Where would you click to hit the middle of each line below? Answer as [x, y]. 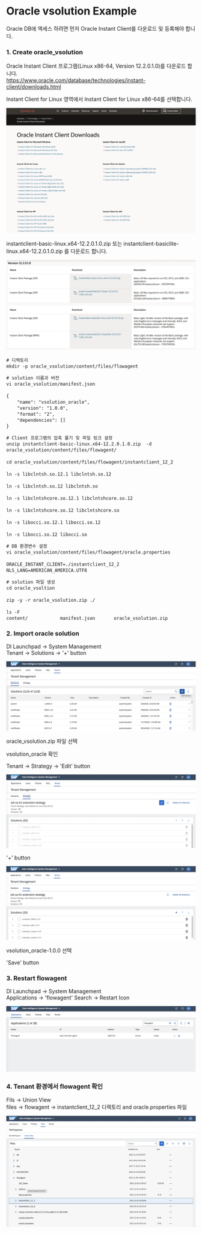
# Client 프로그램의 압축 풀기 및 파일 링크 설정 [60, 438]
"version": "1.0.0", [43, 408]
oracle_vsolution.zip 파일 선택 [42, 741]
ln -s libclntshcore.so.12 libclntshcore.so [63, 510]
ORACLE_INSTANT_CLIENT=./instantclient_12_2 [63, 564]
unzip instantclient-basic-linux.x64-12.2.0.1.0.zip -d [79, 444]
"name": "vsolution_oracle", [54, 402]
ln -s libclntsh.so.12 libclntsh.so [52, 486]
